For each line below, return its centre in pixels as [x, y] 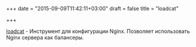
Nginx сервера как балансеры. [45, 37]
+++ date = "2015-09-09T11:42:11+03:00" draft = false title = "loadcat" [92, 9]
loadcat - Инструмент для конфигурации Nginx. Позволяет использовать [98, 31]
